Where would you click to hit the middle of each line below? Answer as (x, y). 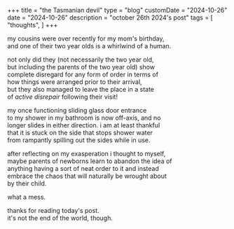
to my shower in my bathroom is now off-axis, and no (84, 118)
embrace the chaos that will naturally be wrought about (87, 176)
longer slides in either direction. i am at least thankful (84, 125)
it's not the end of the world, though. (60, 218)
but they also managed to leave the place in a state (81, 89)
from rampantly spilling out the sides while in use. (79, 140)
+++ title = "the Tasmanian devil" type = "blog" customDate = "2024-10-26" (117, 10)
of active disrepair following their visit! (62, 97)
